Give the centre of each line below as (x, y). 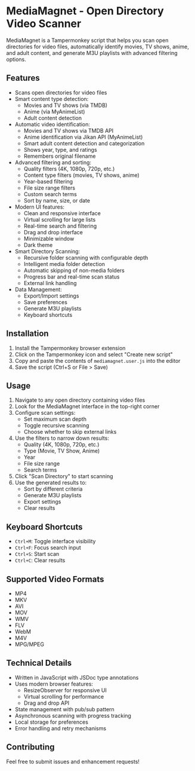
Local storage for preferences (51, 722)
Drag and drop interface (53, 232)
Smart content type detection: (52, 99)
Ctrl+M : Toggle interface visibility (55, 541)
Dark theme (38, 245)
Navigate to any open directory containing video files (80, 400)
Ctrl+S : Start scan (37, 554)
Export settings (42, 502)
